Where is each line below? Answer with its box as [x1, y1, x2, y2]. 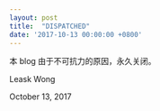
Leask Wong [9, 74, 56, 85]
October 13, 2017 [9, 91, 72, 102]
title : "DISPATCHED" [9, 22, 91, 31]
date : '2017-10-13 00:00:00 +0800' [9, 30, 143, 39]
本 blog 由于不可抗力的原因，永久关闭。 [9, 56, 156, 67]
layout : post [9, 13, 58, 23]
